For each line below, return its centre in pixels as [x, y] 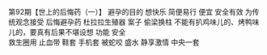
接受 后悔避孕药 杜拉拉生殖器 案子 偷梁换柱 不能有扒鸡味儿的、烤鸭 [141, 22]
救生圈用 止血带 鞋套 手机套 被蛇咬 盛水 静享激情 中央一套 [104, 42]
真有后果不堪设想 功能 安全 [81, 32]
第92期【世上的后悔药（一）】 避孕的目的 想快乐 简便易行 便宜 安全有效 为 [130, 12]
